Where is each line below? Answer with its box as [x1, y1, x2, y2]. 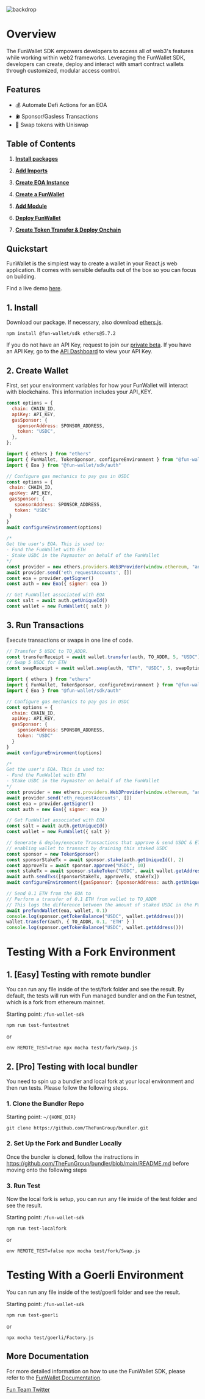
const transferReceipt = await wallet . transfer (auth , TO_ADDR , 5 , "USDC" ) [6, 654, 201, 660]
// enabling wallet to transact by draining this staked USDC [6, 845, 168, 851]
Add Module [15, 202, 48, 210]
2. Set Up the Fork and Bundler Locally [6, 1139, 122, 1148]
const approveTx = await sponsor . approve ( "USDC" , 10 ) [6, 862, 146, 868]
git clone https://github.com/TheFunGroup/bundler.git [6, 1125, 149, 1131]
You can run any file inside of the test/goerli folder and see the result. [6, 1288, 181, 1296]
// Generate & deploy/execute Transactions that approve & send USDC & [6, 840, 192, 846]
